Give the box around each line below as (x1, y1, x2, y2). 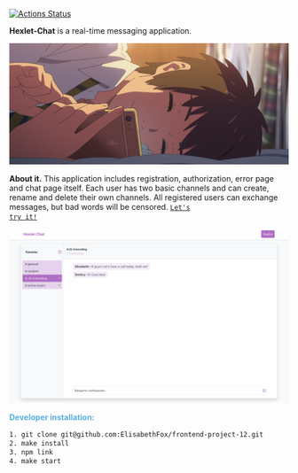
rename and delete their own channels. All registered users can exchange (9, 192, 278, 203)
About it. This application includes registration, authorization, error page (9, 174, 275, 184)
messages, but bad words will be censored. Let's (9, 202, 191, 213)
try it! (9, 213, 38, 221)
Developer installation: (9, 412, 95, 423)
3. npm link (9, 448, 53, 457)
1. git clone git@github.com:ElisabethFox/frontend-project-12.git (9, 430, 264, 439)
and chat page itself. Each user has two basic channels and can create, (9, 182, 270, 194)
